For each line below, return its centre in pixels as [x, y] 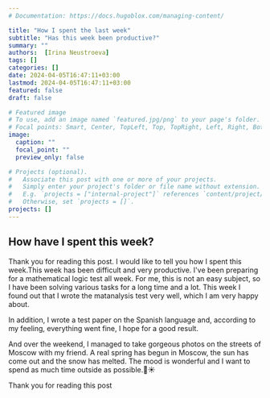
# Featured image [37, 112]
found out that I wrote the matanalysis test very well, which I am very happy [133, 296]
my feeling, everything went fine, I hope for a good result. [104, 328]
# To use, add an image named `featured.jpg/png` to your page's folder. [135, 120]
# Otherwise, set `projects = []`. [72, 202]
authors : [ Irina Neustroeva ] [59, 53]
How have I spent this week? [81, 242]
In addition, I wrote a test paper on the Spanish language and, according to [132, 320]
